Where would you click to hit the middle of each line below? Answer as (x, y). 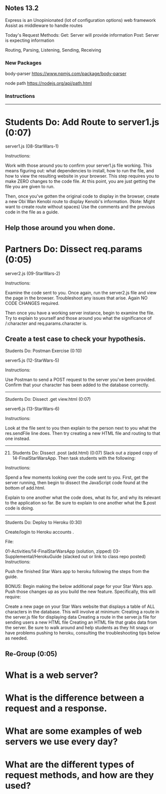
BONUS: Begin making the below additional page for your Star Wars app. (79, 586)
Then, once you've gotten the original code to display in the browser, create (82, 196)
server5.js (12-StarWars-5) (32, 361)
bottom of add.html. (25, 488)
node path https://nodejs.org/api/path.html (49, 83)
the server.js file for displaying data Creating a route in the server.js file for (81, 617)
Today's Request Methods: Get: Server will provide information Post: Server (82, 35)
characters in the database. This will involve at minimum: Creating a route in (82, 612)
